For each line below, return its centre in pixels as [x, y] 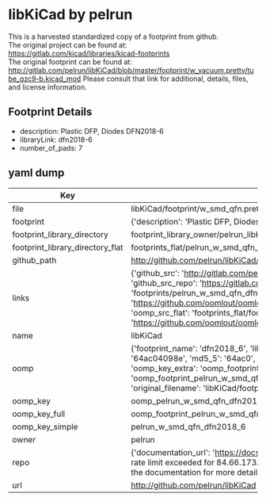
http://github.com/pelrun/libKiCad [193, 485]
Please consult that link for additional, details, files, [165, 78]
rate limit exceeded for [173, 462]
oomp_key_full [39, 414]
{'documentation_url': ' [173, 452]
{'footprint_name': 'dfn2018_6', [189, 348]
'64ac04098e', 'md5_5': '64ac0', [193, 358]
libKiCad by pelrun [70, 15]
